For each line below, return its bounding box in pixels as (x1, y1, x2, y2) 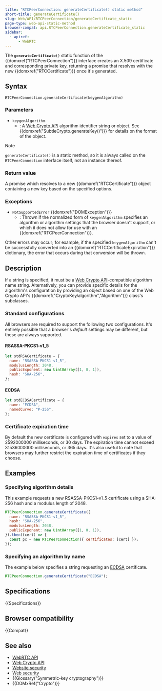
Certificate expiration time (5, 423, 69, 430)
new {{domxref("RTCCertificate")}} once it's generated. (5, 68, 117, 74)
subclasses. (5, 298, 29, 304)
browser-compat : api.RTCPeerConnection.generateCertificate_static (5, 25, 145, 30)
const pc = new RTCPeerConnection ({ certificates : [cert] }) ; (9, 537, 139, 542)
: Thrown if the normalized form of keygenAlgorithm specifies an (19, 214, 148, 220)
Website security (12, 665, 46, 671)
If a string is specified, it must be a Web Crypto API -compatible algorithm (5, 277, 152, 283)
